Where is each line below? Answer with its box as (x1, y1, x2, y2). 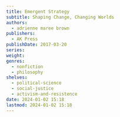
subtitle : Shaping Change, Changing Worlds (6, 14, 115, 20)
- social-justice (11, 86, 54, 92)
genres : (6, 58, 25, 64)
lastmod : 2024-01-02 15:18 (6, 102, 72, 108)
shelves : (6, 74, 28, 80)
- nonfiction (11, 63, 44, 70)
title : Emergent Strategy (6, 8, 69, 15)
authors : (6, 19, 28, 25)
